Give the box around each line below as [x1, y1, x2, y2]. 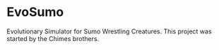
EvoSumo [6, 4, 64, 20]
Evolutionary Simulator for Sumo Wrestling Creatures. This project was [6, 27, 213, 35]
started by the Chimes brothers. [6, 34, 100, 42]
